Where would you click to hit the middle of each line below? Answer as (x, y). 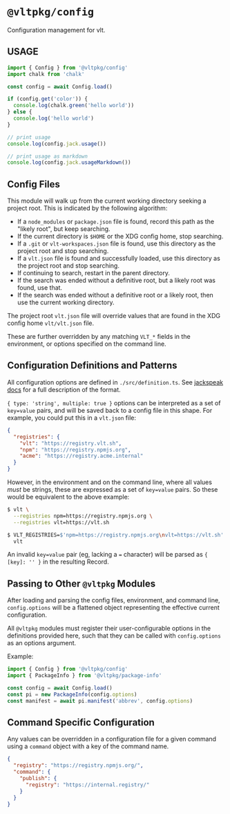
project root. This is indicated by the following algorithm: (87, 208)
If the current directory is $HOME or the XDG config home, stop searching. (120, 237)
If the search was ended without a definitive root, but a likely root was (116, 280)
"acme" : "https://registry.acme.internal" (82, 456)
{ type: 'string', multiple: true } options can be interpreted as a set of (114, 403)
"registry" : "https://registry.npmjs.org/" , (78, 766)
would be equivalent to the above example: (68, 497)
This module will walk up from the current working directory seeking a (107, 201)
